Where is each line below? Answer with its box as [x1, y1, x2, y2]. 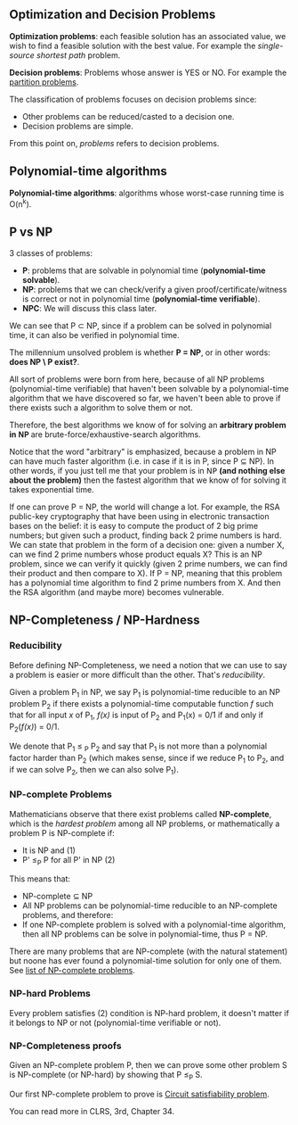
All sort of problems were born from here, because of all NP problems [9, 374, 265, 385]
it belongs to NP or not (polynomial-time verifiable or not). [9, 1017, 221, 1028]
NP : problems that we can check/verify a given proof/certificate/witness [21, 285, 287, 295]
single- [257, 40, 284, 51]
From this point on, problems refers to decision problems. [9, 137, 220, 148]
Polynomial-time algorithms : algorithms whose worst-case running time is [9, 187, 285, 198]
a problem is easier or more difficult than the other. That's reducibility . [9, 669, 265, 680]
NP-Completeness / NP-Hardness [9, 613, 200, 628]
